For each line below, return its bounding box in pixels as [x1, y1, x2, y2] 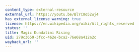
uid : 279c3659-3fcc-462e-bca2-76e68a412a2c [5, 35, 97, 40]
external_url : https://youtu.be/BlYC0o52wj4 [5, 12, 99, 17]
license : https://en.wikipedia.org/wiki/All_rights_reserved [5, 21, 135, 26]
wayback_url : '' [5, 40, 39, 45]
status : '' [5, 26, 28, 31]
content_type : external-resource [5, 7, 74, 12]
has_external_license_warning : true [5, 16, 81, 21]
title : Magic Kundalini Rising [5, 30, 70, 35]
